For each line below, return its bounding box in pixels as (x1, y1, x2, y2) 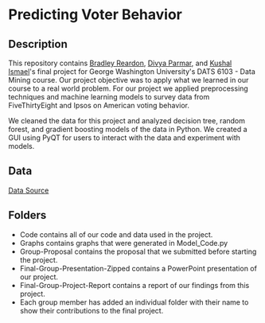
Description (8, 37, 68, 51)
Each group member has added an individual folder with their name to (19, 297, 249, 307)
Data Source (8, 185, 49, 195)
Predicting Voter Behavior (8, 6, 183, 24)
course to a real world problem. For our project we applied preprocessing (8, 84, 248, 93)
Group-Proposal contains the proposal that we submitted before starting (19, 247, 257, 256)
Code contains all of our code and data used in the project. (19, 229, 213, 239)
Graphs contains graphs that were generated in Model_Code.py (19, 238, 228, 247)
